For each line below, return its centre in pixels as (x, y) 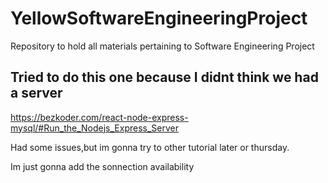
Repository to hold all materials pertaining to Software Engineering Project (162, 46)
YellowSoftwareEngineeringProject (159, 18)
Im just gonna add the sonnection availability (102, 166)
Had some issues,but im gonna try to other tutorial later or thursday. (150, 147)
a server (36, 93)
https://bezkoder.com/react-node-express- (99, 117)
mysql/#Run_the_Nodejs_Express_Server (94, 128)
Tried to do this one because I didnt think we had (164, 77)
